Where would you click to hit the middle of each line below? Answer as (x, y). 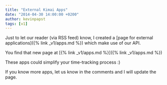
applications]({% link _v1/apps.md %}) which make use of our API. (73, 43)
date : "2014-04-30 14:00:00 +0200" (42, 14)
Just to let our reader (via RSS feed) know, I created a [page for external (79, 38)
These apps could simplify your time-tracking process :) (63, 62)
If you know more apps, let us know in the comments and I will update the (81, 72)
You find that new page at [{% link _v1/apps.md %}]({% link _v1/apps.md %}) (84, 53)
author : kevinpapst (25, 19)
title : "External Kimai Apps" (37, 10)
